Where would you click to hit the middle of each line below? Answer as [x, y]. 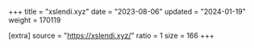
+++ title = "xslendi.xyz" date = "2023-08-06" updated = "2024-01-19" [127, 12]
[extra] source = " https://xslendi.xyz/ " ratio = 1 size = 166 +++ [112, 36]
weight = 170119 [35, 20]
